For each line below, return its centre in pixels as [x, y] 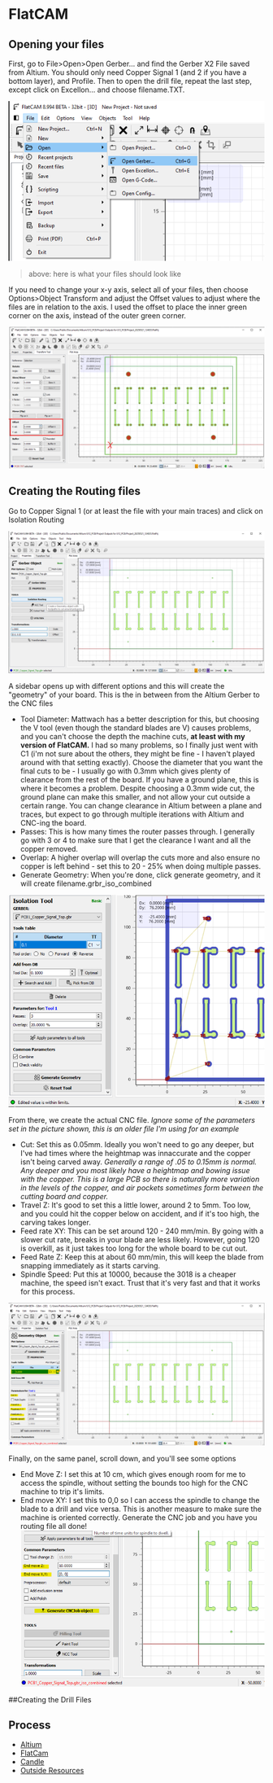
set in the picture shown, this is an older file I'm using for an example [124, 1129]
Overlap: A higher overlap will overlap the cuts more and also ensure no [140, 858]
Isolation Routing [37, 519]
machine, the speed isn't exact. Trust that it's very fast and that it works [140, 1283]
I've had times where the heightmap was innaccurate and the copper [135, 1154]
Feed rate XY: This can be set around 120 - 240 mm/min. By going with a [142, 1231]
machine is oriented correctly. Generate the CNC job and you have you [139, 1517]
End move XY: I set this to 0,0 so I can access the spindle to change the [140, 1500]
